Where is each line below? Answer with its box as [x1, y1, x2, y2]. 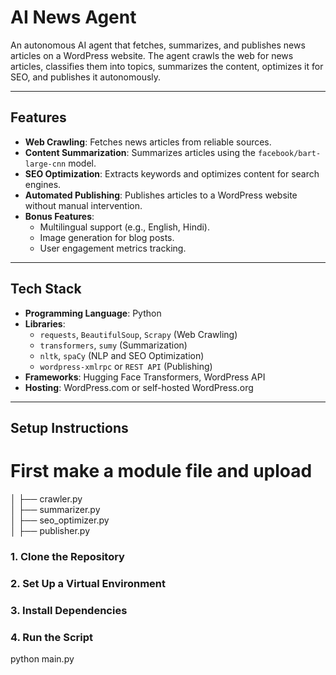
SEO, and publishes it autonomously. [10, 71, 162, 83]
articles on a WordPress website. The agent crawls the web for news [10, 49, 294, 61]
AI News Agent [10, 6, 137, 29]
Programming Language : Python [24, 307, 162, 319]
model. [68, 157, 97, 169]
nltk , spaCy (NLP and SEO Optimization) [39, 349, 205, 361]
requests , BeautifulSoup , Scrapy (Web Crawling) [39, 328, 238, 340]
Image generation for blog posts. [39, 231, 175, 243]
